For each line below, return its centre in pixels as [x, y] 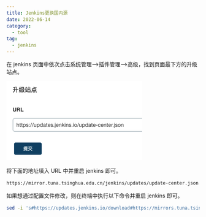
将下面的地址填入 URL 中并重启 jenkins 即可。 [64, 171]
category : [19, 26]
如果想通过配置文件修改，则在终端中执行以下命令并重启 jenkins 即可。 [95, 196]
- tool [20, 32]
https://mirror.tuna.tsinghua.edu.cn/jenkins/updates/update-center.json [103, 183]
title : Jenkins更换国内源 [37, 13]
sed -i [15, 208]
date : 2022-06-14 [29, 19]
